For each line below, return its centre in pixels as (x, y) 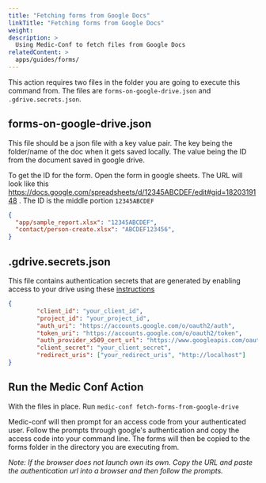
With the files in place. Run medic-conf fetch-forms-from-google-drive (123, 406)
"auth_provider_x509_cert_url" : (90, 340)
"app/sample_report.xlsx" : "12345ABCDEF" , (86, 222)
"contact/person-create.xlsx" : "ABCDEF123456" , (95, 230)
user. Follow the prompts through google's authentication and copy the (124, 430)
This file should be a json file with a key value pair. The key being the (120, 143)
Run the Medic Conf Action (76, 388)
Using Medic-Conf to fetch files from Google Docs (101, 45)
